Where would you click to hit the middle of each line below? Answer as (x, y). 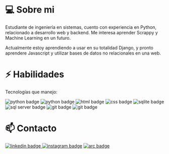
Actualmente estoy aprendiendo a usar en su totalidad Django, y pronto (79, 47)
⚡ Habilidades (35, 74)
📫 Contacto (31, 129)
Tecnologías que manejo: (32, 92)
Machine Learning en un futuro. (38, 38)
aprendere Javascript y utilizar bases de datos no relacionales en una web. (83, 53)
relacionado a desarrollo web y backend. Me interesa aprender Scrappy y (81, 32)
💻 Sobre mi (30, 10)
